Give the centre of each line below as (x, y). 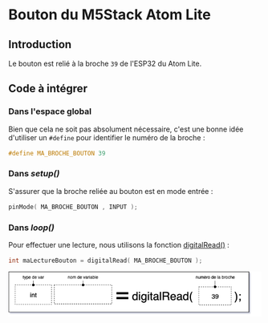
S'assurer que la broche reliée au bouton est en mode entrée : (111, 191)
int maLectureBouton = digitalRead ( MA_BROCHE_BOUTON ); (106, 261)
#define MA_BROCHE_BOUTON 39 (57, 153)
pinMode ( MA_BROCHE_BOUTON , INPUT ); (73, 207)
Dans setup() (34, 174)
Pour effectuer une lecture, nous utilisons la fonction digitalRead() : (119, 245)
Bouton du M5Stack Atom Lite (110, 15)
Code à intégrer (48, 89)
